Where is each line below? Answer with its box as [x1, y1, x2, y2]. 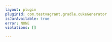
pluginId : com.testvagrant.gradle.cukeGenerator [5, 12, 107, 17]
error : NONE [5, 21, 30, 26]
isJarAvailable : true [5, 16, 50, 21]
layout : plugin [5, 7, 37, 12]
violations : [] [5, 25, 37, 30]
